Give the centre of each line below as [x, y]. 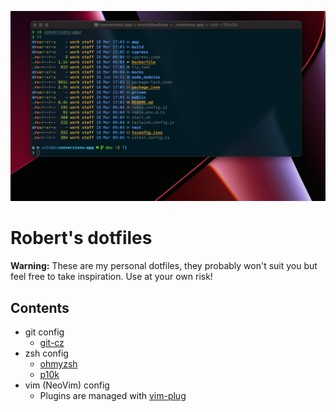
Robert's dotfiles [81, 238]
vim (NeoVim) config [67, 385]
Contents [40, 307]
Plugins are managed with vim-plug [113, 395]
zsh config [46, 353]
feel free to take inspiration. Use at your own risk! [111, 277]
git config [44, 332]
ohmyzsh [58, 363]
